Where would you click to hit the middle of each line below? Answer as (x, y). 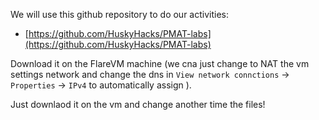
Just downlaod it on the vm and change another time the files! (138, 104)
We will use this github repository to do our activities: (120, 14)
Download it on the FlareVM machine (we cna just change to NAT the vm (160, 63)
